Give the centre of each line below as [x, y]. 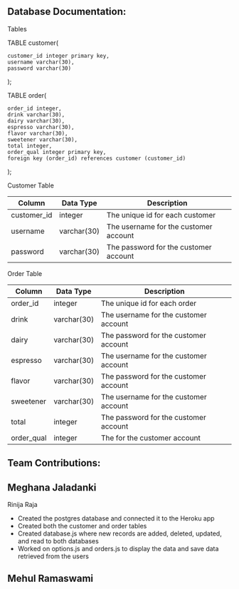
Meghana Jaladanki [52, 487]
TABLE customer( [33, 43]
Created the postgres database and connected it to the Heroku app [116, 518]
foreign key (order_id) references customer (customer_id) [97, 158]
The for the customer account [150, 438]
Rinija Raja [22, 505]
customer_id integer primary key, [59, 56]
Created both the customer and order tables [82, 526]
